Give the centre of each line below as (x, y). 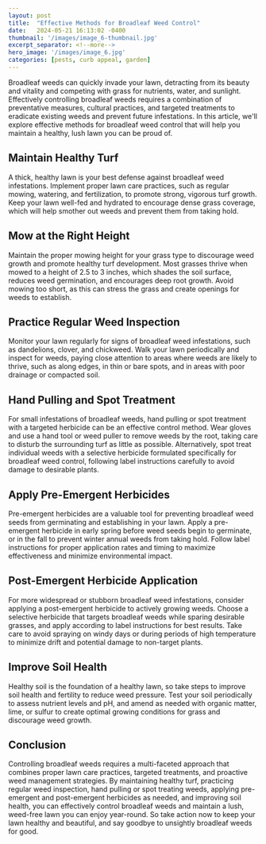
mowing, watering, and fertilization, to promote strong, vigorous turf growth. (133, 194)
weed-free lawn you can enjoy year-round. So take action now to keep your (132, 815)
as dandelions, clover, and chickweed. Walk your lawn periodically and (124, 349)
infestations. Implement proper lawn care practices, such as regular (119, 185)
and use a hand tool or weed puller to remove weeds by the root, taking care (133, 436)
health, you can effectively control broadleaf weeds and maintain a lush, (126, 806)
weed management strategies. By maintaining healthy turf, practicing (121, 781)
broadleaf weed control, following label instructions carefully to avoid (121, 461)
